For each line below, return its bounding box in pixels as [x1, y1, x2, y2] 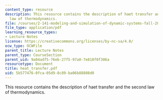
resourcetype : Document [5, 61, 53, 66]
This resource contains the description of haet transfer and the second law [5, 84, 155, 90]
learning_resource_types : [5, 30, 57, 35]
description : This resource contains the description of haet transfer [5, 12, 153, 17]
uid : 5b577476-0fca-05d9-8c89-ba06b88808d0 [5, 71, 95, 76]
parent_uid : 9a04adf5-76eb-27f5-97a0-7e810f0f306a [5, 57, 110, 62]
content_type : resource [5, 7, 53, 12]
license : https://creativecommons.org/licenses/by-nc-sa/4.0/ [5, 39, 133, 44]
